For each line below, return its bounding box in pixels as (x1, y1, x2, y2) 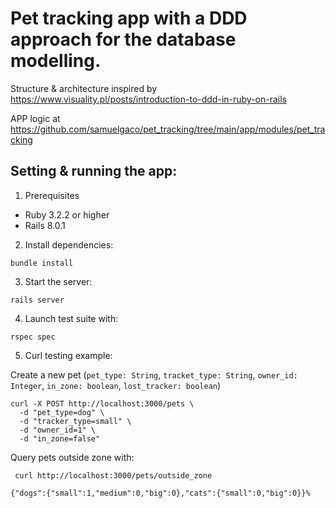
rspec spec (10, 332, 56, 342)
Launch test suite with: (24, 312, 119, 324)
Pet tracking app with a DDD (10, 7, 248, 30)
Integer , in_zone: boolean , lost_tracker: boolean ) (10, 379, 222, 391)
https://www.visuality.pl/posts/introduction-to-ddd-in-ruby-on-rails (10, 93, 287, 105)
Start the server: (24, 275, 93, 287)
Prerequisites (24, 189, 80, 201)
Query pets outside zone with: (10, 451, 135, 463)
